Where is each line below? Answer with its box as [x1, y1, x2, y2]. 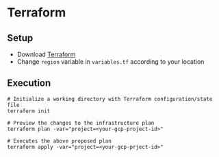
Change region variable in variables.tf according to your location [16, 58, 205, 66]
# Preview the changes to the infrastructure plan [7, 119, 155, 126]
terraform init [7, 108, 51, 114]
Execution [7, 77, 51, 89]
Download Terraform [16, 50, 76, 58]
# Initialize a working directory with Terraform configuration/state [7, 95, 213, 102]
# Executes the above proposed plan [7, 137, 112, 145]
